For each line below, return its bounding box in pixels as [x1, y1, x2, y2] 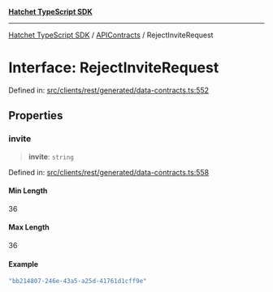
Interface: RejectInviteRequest [8, 58, 219, 77]
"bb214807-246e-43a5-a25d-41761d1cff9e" [8, 277, 148, 286]
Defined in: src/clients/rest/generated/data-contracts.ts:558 [8, 167, 210, 177]
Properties [8, 109, 63, 122]
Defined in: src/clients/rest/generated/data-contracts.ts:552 [8, 85, 210, 95]
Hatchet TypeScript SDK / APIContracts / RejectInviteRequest [8, 30, 214, 40]
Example [8, 259, 39, 268]
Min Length [8, 186, 48, 195]
